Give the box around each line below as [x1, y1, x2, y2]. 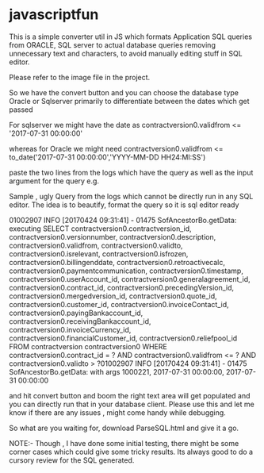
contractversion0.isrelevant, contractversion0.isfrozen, [9, 248, 189, 259]
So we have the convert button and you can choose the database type [9, 87, 239, 97]
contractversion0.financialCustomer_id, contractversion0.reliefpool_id [9, 333, 238, 343]
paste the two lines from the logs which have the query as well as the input [9, 167, 254, 177]
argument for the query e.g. [9, 176, 100, 186]
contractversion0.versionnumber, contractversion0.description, [9, 232, 216, 241]
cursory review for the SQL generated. [9, 455, 135, 465]
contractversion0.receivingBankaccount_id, [9, 316, 151, 326]
